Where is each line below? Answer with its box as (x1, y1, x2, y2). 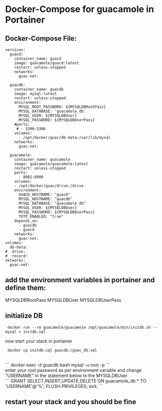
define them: (5, 284, 46, 292)
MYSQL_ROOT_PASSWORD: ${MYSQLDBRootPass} (18, 104, 106, 109)
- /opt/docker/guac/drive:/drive (14, 183, 84, 188)
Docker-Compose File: (5, 34, 77, 43)
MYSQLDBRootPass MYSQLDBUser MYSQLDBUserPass (5, 297, 121, 303)
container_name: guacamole (14, 157, 70, 162)
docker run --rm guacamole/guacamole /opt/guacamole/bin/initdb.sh (7, 325, 151, 330)
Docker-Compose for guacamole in (5, 4, 154, 15)
